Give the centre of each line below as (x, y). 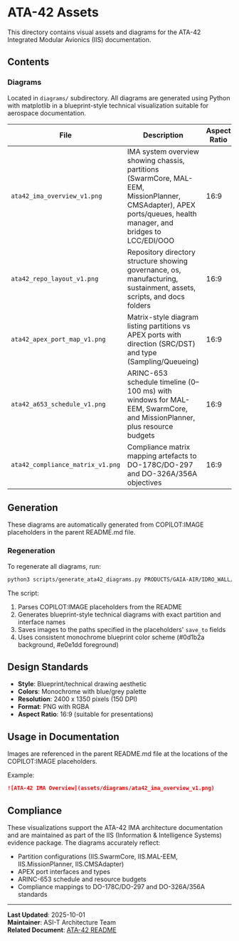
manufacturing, (153, 278)
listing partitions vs (159, 326)
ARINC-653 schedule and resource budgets (82, 879)
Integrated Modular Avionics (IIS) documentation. (79, 39)
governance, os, (154, 270)
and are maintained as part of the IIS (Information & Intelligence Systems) (115, 835)
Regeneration (31, 551)
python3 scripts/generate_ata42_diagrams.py (74, 579)
